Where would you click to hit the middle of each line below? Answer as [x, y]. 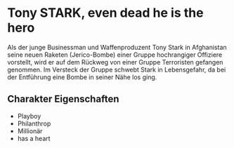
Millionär [30, 130]
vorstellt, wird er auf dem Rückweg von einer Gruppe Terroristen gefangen [115, 62]
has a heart [34, 138]
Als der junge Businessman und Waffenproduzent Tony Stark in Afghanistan [117, 47]
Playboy [29, 116]
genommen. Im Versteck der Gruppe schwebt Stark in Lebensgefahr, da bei [117, 69]
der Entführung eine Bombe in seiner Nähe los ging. [82, 77]
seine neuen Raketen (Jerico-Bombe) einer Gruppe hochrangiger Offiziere [115, 55]
